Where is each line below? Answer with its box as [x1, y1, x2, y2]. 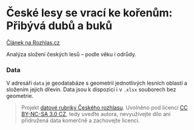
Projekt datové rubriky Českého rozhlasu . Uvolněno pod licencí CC [21, 104, 188, 111]
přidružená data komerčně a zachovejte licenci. [21, 117, 140, 124]
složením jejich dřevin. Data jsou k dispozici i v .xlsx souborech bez [6, 86, 176, 93]
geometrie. [6, 93, 34, 100]
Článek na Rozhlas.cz [6, 39, 60, 46]
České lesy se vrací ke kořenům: [6, 6, 173, 20]
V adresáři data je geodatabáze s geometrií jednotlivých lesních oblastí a [6, 79, 188, 87]
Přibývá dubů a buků [6, 19, 113, 33]
